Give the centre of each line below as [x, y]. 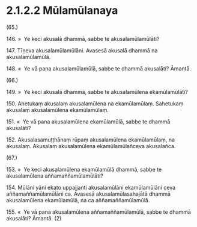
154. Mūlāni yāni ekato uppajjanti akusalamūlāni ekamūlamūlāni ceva [91, 187]
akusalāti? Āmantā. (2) [34, 218]
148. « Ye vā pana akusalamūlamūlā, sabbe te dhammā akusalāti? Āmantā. [98, 68]
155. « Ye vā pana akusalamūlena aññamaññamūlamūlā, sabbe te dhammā [98, 212]
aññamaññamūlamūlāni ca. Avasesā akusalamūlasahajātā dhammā [89, 194]
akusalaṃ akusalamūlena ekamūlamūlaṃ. [58, 110]
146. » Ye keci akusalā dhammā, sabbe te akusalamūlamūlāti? [83, 39]
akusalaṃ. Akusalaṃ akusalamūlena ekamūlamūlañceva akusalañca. [91, 146]
